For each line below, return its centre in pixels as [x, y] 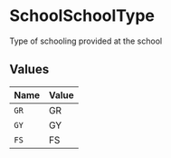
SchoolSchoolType [82, 16]
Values [29, 69]
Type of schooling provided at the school [86, 41]
